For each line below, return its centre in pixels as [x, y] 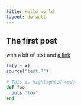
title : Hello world [30, 11]
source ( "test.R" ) [27, 71]
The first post [32, 41]
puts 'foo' [25, 93]
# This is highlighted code [41, 82]
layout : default [26, 17]
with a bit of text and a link [38, 55]
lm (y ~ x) [18, 66]
